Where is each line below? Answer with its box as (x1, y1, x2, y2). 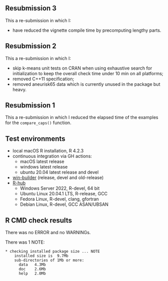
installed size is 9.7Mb (14, 253, 69, 259)
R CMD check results (5, 216, 72, 224)
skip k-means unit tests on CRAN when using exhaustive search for (12, 65, 152, 71)
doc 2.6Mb (18, 267, 46, 272)
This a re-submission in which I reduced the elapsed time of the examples (5, 115, 158, 121)
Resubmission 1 (5, 101, 55, 110)
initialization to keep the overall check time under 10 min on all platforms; (12, 70, 163, 76)
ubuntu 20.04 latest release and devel (20, 169, 99, 176)
